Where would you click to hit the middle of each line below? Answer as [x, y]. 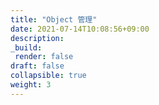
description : [37, 38]
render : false [44, 57]
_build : [26, 47]
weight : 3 [31, 85]
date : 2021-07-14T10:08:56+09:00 [80, 29]
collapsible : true [48, 76]
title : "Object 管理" [54, 19]
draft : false [37, 66]
